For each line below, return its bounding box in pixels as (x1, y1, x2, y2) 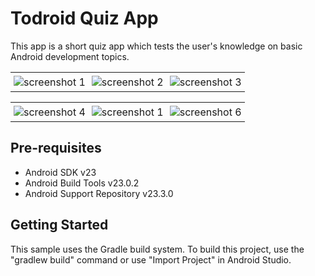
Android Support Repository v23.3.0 (24, 187, 174, 199)
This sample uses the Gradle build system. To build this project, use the (10, 243, 305, 255)
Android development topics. (10, 50, 130, 62)
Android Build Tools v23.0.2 (24, 177, 140, 189)
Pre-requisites (10, 140, 102, 157)
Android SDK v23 (24, 166, 97, 178)
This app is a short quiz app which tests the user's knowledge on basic (10, 40, 303, 52)
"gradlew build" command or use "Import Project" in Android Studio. (10, 253, 292, 266)
